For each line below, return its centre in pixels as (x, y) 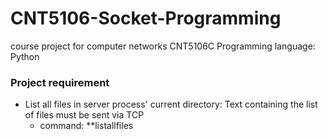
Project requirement (60, 82)
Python (25, 56)
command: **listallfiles (86, 126)
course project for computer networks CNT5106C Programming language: (163, 46)
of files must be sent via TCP (84, 115)
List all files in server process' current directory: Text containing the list (171, 104)
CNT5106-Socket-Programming (146, 18)
